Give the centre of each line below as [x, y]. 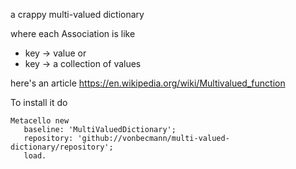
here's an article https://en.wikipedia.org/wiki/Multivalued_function [148, 83]
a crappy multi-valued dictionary [77, 14]
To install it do [39, 102]
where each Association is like [73, 33]
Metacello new [40, 121]
